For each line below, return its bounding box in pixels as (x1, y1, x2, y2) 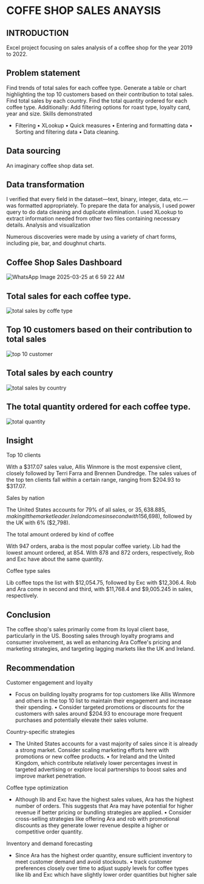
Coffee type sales (6, 567, 50, 575)
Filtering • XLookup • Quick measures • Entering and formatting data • (15, 122, 193, 129)
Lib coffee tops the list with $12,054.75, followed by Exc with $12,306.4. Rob (6, 579, 197, 586)
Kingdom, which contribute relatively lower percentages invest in (15, 759, 178, 766)
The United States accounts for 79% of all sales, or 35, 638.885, (6, 506, 166, 513)
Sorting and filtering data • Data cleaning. (15, 128, 120, 135)
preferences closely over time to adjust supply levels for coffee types (15, 864, 189, 872)
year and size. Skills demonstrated (6, 110, 93, 117)
